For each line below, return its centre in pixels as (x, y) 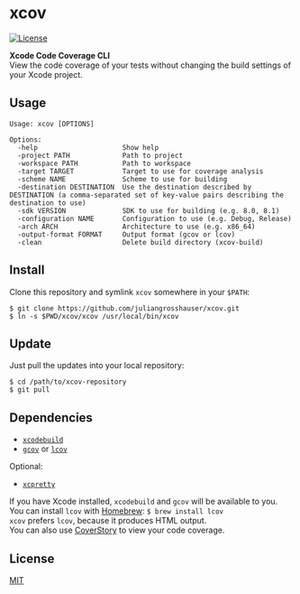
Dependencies (51, 418)
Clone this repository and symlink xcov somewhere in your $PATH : (130, 292)
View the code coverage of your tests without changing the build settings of (150, 65)
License (32, 558)
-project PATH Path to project (100, 155)
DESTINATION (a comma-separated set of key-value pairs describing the (146, 195)
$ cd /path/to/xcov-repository (68, 382)
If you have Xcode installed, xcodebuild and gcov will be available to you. (144, 501)
